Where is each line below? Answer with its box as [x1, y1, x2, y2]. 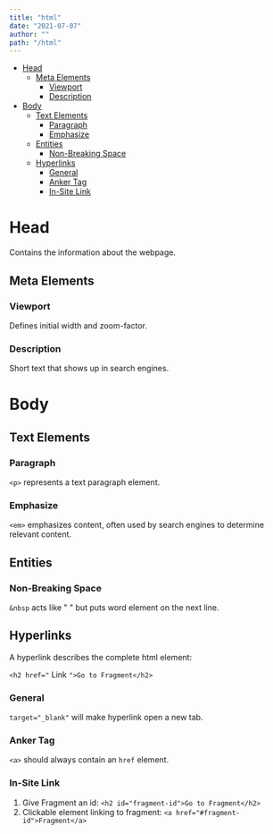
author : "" [9, 30, 50, 38]
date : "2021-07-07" [9, 21, 82, 30]
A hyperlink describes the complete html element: [9, 651, 193, 662]
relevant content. [9, 529, 72, 540]
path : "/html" [9, 38, 62, 47]
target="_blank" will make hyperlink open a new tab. [9, 712, 203, 723]
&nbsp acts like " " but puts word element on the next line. [9, 602, 219, 613]
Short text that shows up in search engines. [9, 363, 170, 374]
